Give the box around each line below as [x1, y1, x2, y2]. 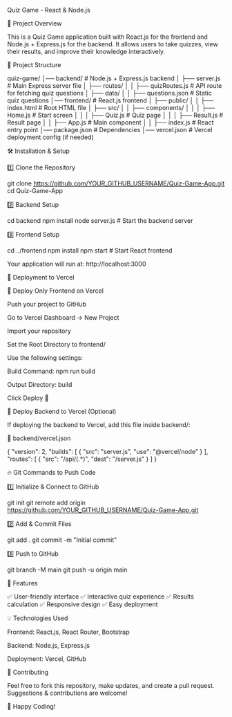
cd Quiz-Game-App [7, 187, 64, 194]
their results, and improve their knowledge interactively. [7, 48, 166, 55]
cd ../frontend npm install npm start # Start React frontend [7, 246, 173, 255]
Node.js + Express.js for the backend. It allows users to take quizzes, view [7, 40, 219, 48]
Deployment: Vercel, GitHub [7, 655, 86, 663]
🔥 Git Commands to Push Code [7, 469, 96, 476]
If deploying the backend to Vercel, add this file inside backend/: [7, 421, 191, 428]
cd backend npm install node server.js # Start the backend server [7, 217, 193, 224]
